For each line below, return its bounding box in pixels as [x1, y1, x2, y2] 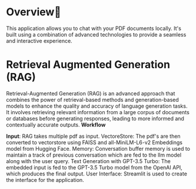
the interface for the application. [6, 176, 84, 183]
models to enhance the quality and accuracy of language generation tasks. [6, 102, 188, 110]
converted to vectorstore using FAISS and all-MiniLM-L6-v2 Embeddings [6, 138, 182, 146]
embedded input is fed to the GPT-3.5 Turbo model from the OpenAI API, [6, 164, 182, 171]
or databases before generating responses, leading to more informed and [6, 115, 184, 122]
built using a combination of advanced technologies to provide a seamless [6, 31, 187, 38]
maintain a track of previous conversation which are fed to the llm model [6, 151, 181, 158]
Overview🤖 [6, 5, 62, 19]
